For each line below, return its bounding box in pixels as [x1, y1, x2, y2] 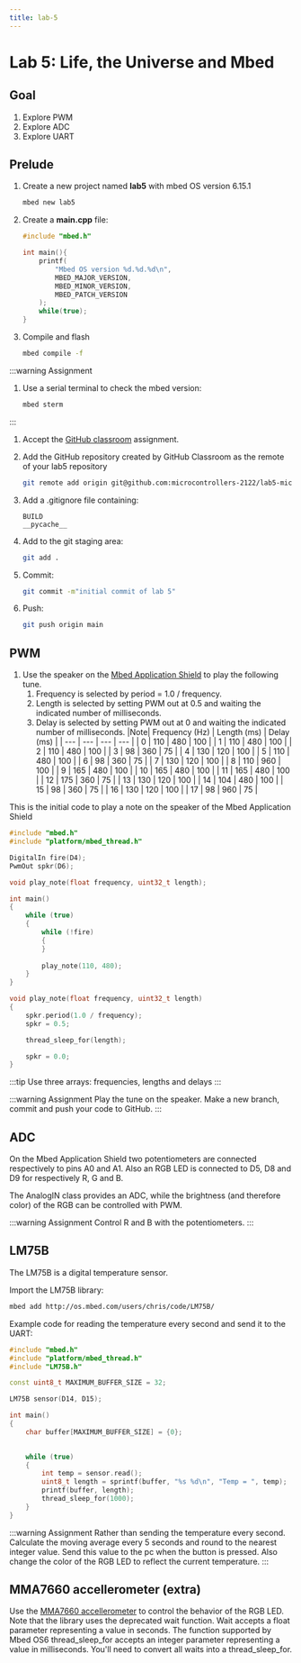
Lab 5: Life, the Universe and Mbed [9, 51, 275, 72]
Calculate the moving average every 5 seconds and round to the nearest [9, 1537, 277, 1548]
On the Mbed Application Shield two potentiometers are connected [9, 1154, 258, 1165]
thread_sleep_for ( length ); [25, 1035, 127, 1045]
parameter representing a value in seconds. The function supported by [9, 1625, 272, 1636]
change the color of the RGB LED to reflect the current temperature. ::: [9, 1556, 270, 1567]
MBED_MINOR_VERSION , [55, 281, 132, 291]
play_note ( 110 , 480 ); [41, 961, 123, 970]
